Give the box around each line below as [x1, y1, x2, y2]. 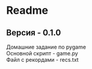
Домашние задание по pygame [6, 43, 86, 50]
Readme [6, 4, 49, 17]
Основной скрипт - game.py [6, 50, 78, 57]
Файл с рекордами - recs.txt [6, 56, 79, 63]
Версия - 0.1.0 [6, 28, 61, 38]
